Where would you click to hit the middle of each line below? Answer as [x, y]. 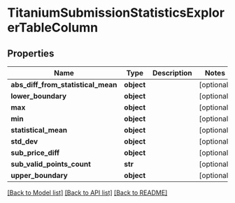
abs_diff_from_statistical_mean [64, 85]
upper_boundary [39, 175]
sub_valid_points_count [51, 164]
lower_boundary [39, 96]
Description [172, 73]
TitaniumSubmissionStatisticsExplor [116, 13]
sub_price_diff [35, 153]
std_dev [24, 141]
